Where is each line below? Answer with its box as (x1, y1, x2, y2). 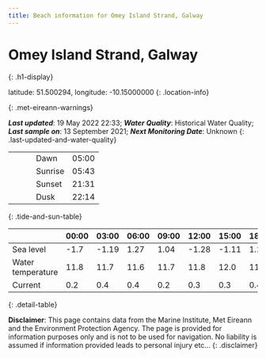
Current (12, 279, 41, 290)
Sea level (12, 243, 46, 254)
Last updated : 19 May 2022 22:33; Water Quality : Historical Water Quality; (8, 118, 254, 128)
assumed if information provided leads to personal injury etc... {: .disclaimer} (8, 340, 258, 349)
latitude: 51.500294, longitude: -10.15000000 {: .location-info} (8, 87, 210, 97)
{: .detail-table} (8, 299, 58, 309)
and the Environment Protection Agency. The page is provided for (8, 323, 222, 333)
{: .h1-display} (8, 72, 54, 82)
